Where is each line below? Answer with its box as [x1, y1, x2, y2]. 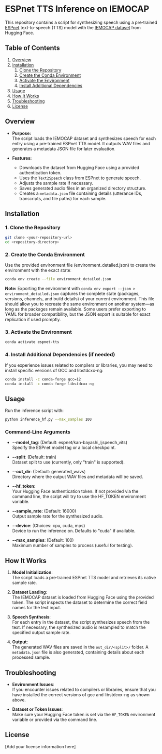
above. [12, 697, 26, 703]
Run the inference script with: [5, 408, 64, 413]
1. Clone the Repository [5, 224, 60, 231]
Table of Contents [5, 44, 60, 52]
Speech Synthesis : [12, 614, 51, 620]
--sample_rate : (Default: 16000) [12, 508, 76, 514]
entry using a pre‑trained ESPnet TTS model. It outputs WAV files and [12, 140, 150, 146]
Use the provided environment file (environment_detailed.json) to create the [5, 262, 156, 268]
